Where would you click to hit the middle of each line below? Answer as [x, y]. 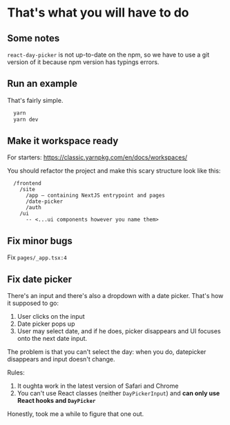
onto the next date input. [52, 338]
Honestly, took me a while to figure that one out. [76, 414]
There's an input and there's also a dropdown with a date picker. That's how [115, 296]
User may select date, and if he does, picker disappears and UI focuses [119, 331]
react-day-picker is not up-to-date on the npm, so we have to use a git [108, 55]
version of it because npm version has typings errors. [83, 62]
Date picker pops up [46, 324]
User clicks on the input [51, 316]
